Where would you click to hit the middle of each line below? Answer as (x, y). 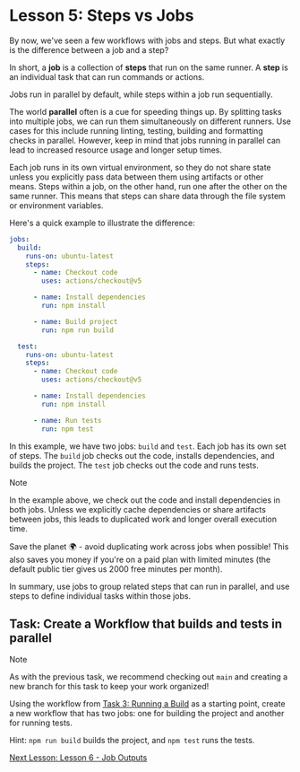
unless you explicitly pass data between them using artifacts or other (137, 177)
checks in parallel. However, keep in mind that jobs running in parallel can (145, 140)
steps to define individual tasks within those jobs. (100, 596)
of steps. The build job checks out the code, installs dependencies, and (142, 455)
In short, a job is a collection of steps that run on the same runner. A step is (149, 67)
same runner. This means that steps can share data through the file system (148, 196)
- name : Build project (75, 321)
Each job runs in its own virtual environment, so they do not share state (140, 167)
